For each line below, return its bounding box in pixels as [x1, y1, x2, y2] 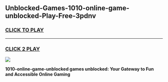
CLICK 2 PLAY [5, 45, 40, 52]
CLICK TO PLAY [5, 27, 44, 34]
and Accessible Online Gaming [5, 71, 70, 77]
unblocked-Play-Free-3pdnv [5, 12, 96, 20]
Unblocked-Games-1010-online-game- [5, 4, 130, 12]
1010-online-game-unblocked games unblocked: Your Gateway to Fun [5, 66, 154, 72]
